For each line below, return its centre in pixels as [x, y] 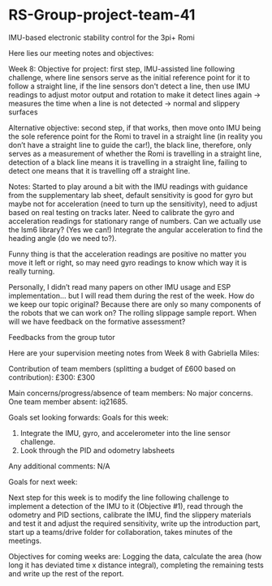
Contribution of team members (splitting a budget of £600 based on [122, 368]
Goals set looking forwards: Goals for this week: [89, 417]
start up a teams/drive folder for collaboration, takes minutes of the [121, 532]
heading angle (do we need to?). [63, 238]
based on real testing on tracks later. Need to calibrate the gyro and [121, 212]
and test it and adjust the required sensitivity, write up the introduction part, [135, 523]
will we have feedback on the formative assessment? [97, 321]
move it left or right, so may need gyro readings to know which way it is [128, 262]
